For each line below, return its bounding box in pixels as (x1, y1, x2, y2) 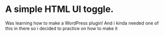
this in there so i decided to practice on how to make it (5, 25, 118, 31)
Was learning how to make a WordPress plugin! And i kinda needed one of (5, 20, 159, 26)
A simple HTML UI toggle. (5, 3, 114, 15)
